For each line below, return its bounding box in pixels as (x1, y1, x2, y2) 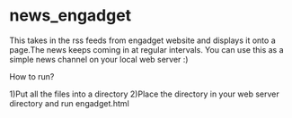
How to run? (9, 71, 55, 81)
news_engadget (9, 5, 132, 26)
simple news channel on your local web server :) (9, 54, 189, 64)
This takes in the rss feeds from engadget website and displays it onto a (9, 35, 276, 46)
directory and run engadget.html (9, 97, 130, 108)
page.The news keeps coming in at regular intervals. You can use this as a (9, 44, 285, 55)
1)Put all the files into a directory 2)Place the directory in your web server (9, 88, 280, 99)
